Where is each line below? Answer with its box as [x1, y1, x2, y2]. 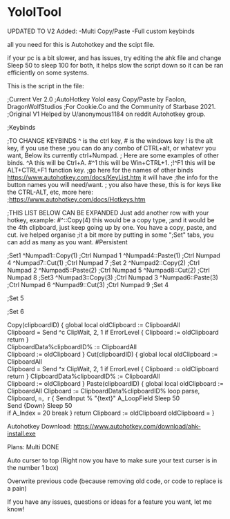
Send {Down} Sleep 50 [7, 401, 73, 409]
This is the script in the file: [7, 81, 84, 90]
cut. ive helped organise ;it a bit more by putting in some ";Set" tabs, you [7, 231, 214, 239]
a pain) [7, 484, 28, 492]
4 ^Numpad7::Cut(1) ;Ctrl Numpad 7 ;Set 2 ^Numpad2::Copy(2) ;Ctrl [7, 258, 200, 266]
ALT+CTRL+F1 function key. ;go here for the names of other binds [7, 166, 193, 174]
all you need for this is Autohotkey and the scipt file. [7, 40, 155, 48]
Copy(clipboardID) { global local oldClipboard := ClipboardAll [7, 320, 181, 329]
